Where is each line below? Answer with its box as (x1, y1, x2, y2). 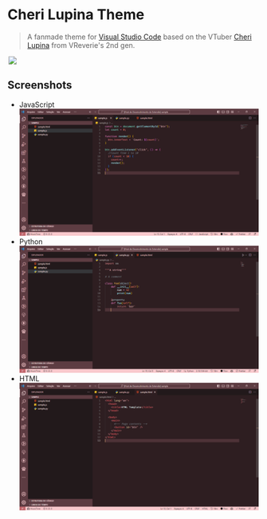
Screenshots (7, 78, 73, 92)
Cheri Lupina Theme (7, 6, 145, 24)
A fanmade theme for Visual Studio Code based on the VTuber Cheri (26, 32, 252, 41)
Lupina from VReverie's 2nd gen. (26, 40, 135, 49)
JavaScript (18, 100, 55, 109)
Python (18, 237, 43, 246)
